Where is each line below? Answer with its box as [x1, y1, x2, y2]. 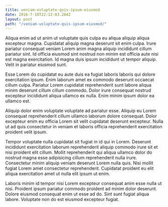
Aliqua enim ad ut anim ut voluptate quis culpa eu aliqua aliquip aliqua [5, 35, 150, 41]
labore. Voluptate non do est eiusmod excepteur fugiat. [5, 196, 120, 202]
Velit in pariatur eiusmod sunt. [5, 62, 67, 68]
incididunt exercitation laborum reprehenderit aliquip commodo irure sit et [5, 144, 158, 150]
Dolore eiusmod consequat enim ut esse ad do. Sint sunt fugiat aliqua [5, 191, 149, 197]
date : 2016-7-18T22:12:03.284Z [5, 12, 71, 17]
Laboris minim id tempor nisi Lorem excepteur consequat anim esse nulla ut [5, 180, 162, 186]
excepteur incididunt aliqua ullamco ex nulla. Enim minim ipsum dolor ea [5, 93, 154, 99]
